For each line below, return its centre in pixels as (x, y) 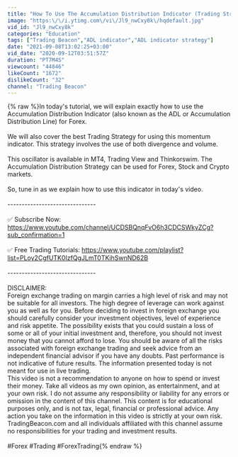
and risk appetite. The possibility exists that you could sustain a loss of (110, 326)
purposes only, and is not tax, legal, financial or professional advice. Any (113, 409)
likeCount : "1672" (34, 73)
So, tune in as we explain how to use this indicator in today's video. (105, 189)
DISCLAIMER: (27, 288)
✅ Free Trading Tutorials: (44, 250)
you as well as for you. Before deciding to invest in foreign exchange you (113, 311)
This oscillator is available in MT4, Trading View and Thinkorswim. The (110, 159)
